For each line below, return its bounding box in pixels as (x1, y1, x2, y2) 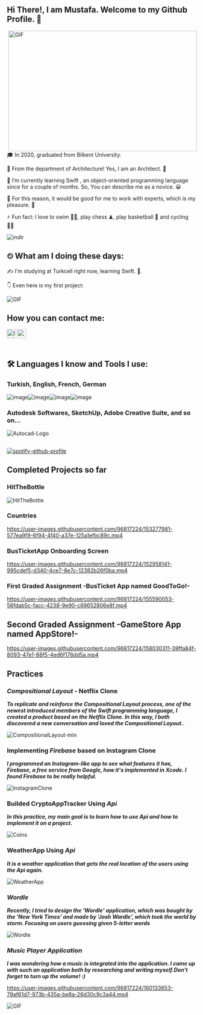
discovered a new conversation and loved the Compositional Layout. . (7, 719, 185, 726)
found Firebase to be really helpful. (7, 773, 97, 780)
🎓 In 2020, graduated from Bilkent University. (7, 151, 122, 158)
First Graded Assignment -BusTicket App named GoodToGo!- (7, 582, 190, 590)
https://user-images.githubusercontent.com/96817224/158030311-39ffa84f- (7, 645, 196, 652)
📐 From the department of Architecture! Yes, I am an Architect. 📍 (7, 165, 167, 172)
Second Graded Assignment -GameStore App (7, 619, 181, 629)
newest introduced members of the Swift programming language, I (7, 707, 178, 714)
